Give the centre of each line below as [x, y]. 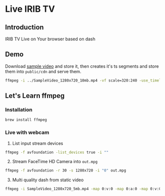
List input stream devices [38, 143]
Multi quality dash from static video [48, 180]
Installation [19, 110]
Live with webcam [27, 133]
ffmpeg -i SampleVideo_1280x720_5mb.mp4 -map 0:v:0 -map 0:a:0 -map [77, 189]
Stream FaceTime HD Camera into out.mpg [55, 162]
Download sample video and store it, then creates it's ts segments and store [82, 66]
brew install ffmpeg [26, 120]
